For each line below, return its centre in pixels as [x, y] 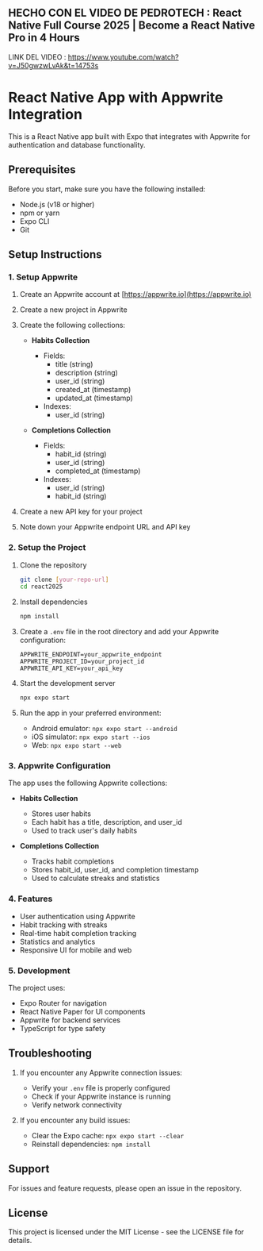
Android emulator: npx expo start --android [105, 729]
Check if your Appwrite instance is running [101, 1096]
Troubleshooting [50, 1054]
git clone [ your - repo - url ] [64, 579]
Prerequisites [42, 170]
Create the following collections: [72, 325]
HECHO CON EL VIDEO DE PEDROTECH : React [125, 13]
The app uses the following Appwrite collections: [88, 783]
